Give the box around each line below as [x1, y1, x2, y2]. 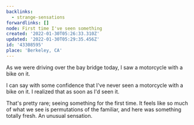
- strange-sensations [11, 14, 65, 20]
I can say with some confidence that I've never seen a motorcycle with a [6, 82, 183, 89]
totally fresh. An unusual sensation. [6, 112, 93, 119]
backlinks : [6, 8, 33, 15]
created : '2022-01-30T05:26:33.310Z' [6, 31, 100, 37]
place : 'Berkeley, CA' [6, 48, 62, 54]
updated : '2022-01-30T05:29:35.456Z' [6, 36, 100, 42]
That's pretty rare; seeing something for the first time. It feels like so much [6, 99, 189, 107]
